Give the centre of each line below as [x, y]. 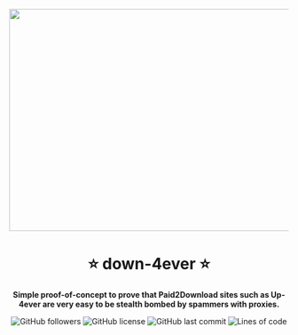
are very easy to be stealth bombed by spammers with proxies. [161, 304]
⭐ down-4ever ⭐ [149, 264]
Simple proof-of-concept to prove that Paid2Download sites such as [141, 294]
